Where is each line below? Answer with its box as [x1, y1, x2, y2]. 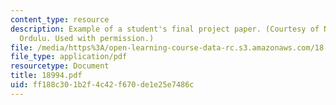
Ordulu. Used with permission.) [19, 33, 155, 43]
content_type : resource [10, 14, 110, 25]
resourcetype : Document [10, 61, 110, 71]
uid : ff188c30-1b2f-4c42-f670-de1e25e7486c [10, 80, 195, 90]
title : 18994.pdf [10, 71, 83, 81]
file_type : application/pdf [10, 52, 128, 62]
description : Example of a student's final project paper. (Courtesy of [10, 24, 320, 34]
